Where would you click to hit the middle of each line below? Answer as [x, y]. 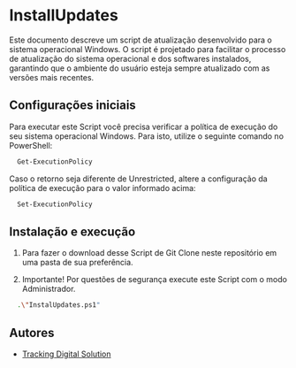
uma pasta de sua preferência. [78, 263]
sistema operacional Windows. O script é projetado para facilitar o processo [148, 49]
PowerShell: [31, 145]
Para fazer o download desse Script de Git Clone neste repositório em [149, 253]
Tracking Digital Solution [67, 354]
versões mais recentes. [52, 77]
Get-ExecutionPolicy [55, 161]
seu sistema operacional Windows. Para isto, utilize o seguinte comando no [147, 136]
